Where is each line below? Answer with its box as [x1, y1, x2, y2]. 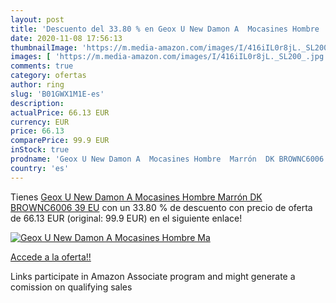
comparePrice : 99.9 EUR [10, 136, 110, 146]
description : [10, 98, 65, 108]
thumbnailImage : [10, 42, 78, 53]
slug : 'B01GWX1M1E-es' [10, 89, 105, 99]
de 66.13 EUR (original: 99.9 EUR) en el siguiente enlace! [10, 212, 243, 224]
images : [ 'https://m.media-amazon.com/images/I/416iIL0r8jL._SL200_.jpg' [10, 52, 329, 62]
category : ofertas [10, 71, 87, 81]
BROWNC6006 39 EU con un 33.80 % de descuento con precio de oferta [10, 201, 313, 213]
